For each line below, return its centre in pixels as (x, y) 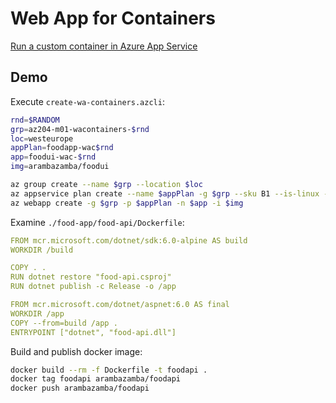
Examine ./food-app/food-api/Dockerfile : (97, 222)
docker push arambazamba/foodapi (80, 388)
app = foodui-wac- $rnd (53, 157)
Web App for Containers (113, 18)
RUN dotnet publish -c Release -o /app (93, 287)
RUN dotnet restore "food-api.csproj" (91, 277)
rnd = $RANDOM (35, 120)
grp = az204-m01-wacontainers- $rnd (80, 129)
